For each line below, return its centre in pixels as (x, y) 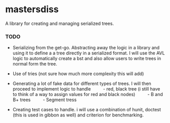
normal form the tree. (35, 64)
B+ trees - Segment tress (45, 100)
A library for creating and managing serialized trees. (60, 23)
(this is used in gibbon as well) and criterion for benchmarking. (78, 115)
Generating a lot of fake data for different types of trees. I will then (82, 84)
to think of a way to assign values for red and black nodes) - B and (88, 95)
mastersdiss (32, 9)
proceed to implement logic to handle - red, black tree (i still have (86, 89)
